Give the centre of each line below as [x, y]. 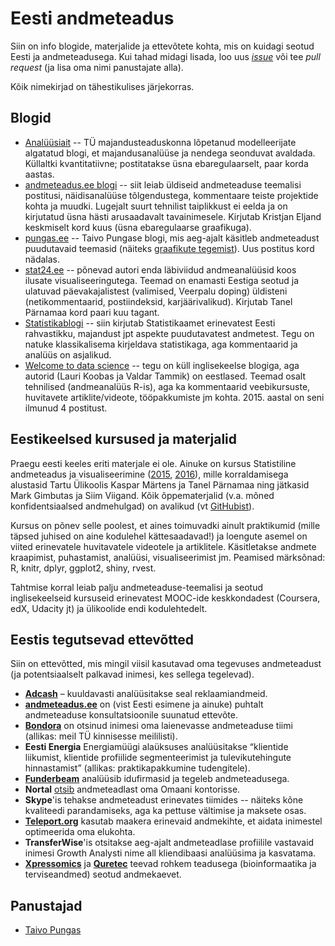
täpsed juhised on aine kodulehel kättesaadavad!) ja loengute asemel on [159, 536]
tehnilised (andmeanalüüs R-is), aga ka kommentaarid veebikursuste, [167, 386]
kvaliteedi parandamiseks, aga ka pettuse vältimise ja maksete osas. [165, 811]
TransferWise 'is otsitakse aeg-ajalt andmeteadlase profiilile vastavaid [169, 843]
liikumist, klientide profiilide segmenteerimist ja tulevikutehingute [158, 758]
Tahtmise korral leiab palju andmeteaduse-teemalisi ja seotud [137, 587]
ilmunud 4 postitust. [66, 408]
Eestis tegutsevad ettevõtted [102, 639]
